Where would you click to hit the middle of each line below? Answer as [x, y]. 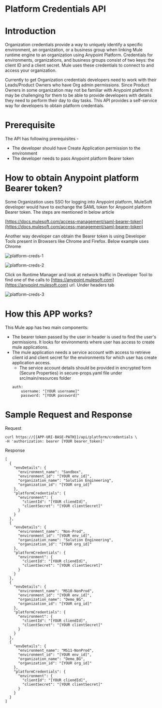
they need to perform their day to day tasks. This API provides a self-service [81, 101]
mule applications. [30, 347]
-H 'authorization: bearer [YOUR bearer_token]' [55, 441]
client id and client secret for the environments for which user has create [84, 357]
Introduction [30, 31]
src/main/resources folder [45, 378]
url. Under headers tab [92, 285]
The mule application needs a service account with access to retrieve [81, 352]
